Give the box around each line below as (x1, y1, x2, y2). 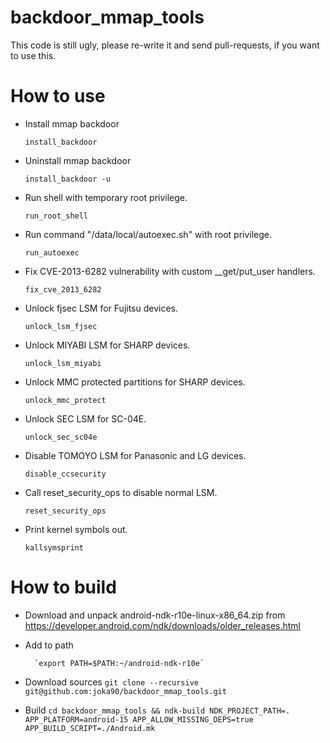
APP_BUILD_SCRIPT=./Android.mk (24, 723, 156, 733)
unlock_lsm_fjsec (24, 321, 98, 331)
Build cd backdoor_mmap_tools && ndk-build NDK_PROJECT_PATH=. (24, 704, 291, 716)
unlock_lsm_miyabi (24, 358, 102, 368)
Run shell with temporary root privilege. (24, 191, 188, 203)
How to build (10, 576, 117, 599)
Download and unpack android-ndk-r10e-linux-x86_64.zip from (24, 609, 286, 621)
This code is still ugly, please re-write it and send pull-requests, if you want (10, 39, 320, 51)
